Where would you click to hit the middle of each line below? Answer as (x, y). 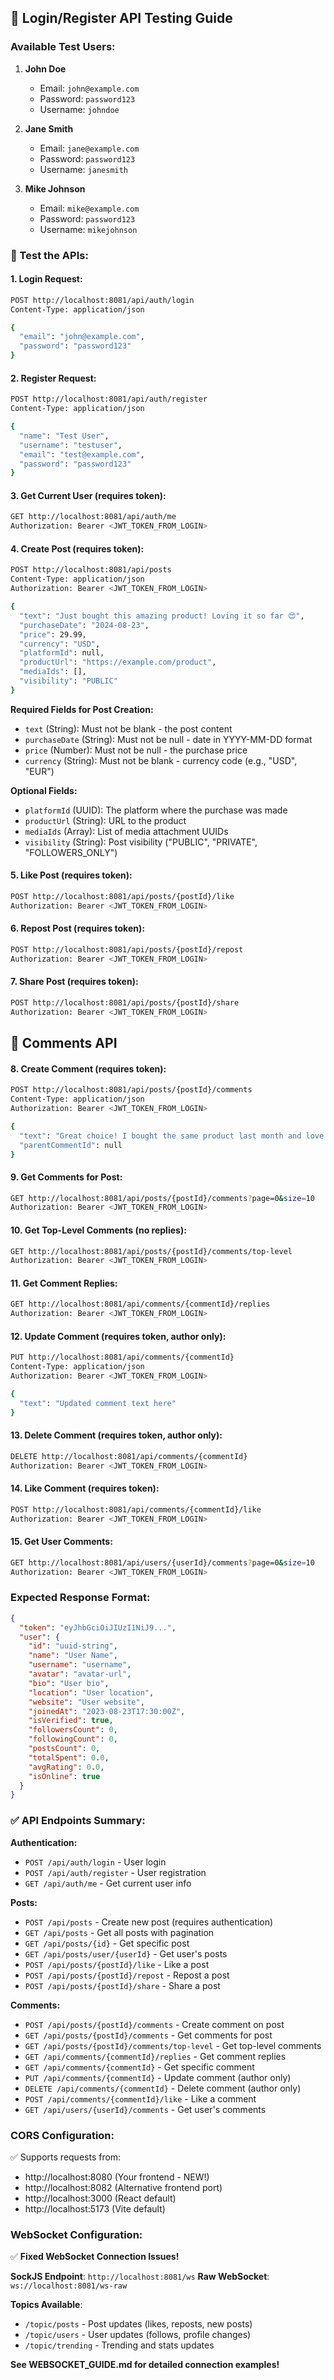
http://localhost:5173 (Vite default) (95, 2208)
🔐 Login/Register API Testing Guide (121, 18)
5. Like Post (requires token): (71, 875)
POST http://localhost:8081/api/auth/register (109, 399)
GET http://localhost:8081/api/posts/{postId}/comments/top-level (151, 1251)
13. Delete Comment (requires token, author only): (116, 1435)
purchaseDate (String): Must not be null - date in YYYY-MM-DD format (168, 739)
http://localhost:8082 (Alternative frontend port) (123, 2187)
